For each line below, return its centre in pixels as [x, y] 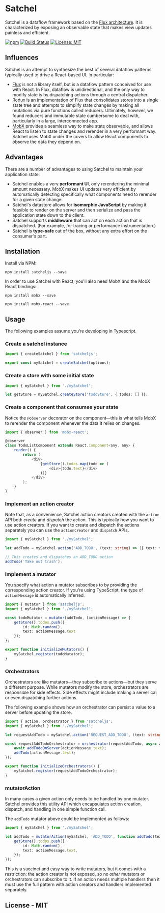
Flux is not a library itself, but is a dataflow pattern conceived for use [82, 84]
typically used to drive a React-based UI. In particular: [60, 75]
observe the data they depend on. [46, 142]
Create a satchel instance [36, 344]
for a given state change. [37, 199]
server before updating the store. [39, 712]
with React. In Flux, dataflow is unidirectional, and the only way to [78, 89]
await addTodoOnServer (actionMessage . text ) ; [60, 748]
